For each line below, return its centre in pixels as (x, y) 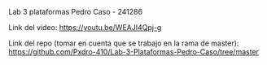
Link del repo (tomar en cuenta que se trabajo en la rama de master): (124, 43)
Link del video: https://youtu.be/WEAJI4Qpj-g (85, 27)
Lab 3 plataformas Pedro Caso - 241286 (76, 12)
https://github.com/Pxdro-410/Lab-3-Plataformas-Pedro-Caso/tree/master (133, 52)
